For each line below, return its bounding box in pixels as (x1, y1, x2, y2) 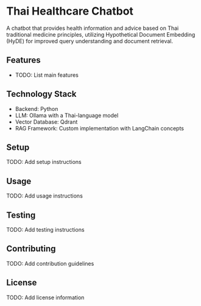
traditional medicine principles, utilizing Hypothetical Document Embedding (6, 30, 196, 38)
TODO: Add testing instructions (6, 226, 85, 233)
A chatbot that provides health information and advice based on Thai (6, 24, 179, 32)
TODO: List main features (15, 71, 79, 79)
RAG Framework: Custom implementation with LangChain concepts (15, 124, 185, 132)
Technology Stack (6, 89, 77, 99)
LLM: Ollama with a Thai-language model (15, 112, 119, 119)
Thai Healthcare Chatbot (6, 4, 134, 18)
